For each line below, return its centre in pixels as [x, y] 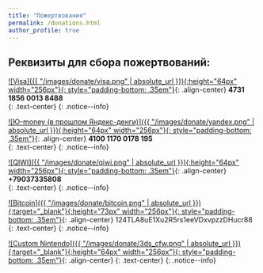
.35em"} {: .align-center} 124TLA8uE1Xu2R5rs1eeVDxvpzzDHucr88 [144, 220]
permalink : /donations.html [55, 23]
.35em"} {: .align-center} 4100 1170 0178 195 [80, 138]
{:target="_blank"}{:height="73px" [64, 211]
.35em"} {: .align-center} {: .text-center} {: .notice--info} [126, 260]
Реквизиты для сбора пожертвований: [109, 62]
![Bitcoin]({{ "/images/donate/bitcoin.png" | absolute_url [100, 203]
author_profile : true [44, 30]
